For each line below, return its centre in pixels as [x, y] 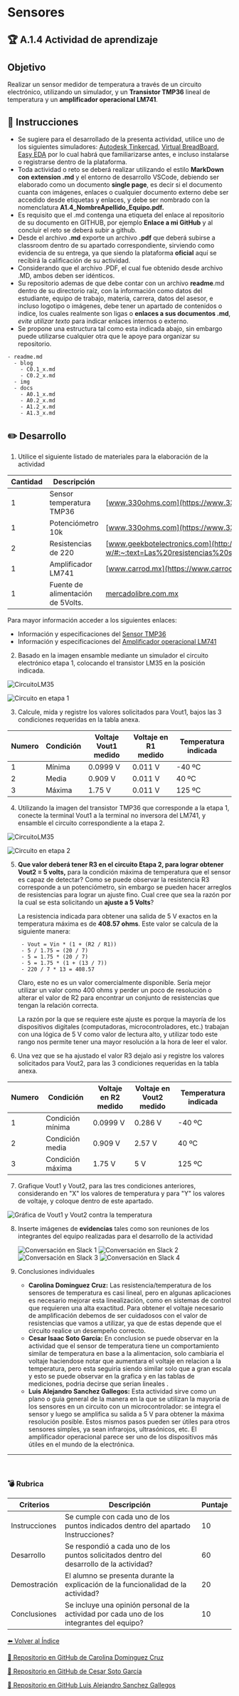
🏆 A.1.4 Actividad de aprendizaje [83, 40]
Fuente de [66, 585]
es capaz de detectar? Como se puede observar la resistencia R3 [113, 880]
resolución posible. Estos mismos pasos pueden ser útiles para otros [129, 1422]
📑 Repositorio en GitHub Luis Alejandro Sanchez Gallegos [92, 1685]
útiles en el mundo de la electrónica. [81, 1444]
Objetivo [27, 67]
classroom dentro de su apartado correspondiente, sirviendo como [116, 245]
